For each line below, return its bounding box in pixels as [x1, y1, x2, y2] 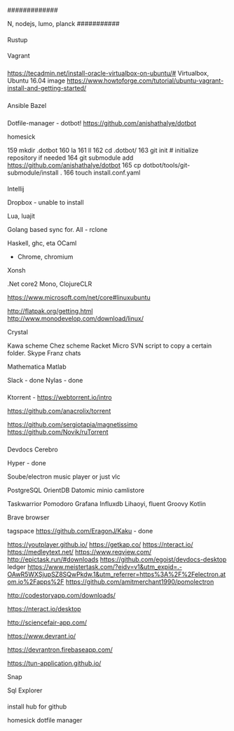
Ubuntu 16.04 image [7, 76, 65, 85]
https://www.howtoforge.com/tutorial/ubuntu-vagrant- [66, 76, 224, 85]
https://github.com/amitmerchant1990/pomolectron [65, 578, 214, 586]
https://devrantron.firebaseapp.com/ [7, 645, 113, 654]
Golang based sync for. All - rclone [7, 225, 108, 233]
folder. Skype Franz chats [7, 348, 81, 357]
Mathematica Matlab [7, 362, 67, 371]
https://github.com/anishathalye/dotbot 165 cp [7, 160, 142, 169]
